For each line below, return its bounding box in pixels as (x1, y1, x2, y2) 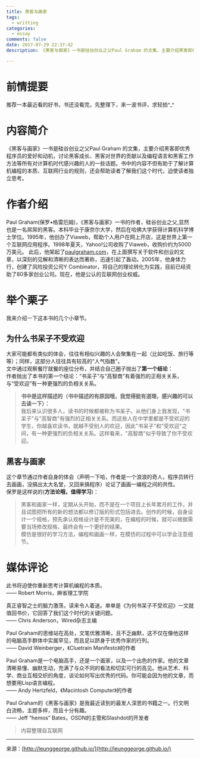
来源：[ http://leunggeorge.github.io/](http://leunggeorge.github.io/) (6, 745, 171, 753)
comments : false (6, 36, 46, 42)
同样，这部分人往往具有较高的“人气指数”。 (18, 358, 123, 365)
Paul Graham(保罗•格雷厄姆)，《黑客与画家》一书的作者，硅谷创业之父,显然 (6, 218, 189, 225)
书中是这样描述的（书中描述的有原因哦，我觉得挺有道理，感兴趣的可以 (20, 393, 193, 400)
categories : (6, 25, 36, 32)
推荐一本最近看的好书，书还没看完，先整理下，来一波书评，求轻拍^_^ (6, 101, 174, 108)
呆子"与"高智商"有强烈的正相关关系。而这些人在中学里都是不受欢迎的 (20, 415, 190, 422)
